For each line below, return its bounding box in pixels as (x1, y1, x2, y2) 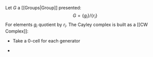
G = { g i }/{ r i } (72, 12, 98, 19)
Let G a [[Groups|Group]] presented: (5, 5, 82, 10)
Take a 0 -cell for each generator (12, 37, 81, 43)
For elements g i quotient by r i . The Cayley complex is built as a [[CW (5, 21, 148, 28)
